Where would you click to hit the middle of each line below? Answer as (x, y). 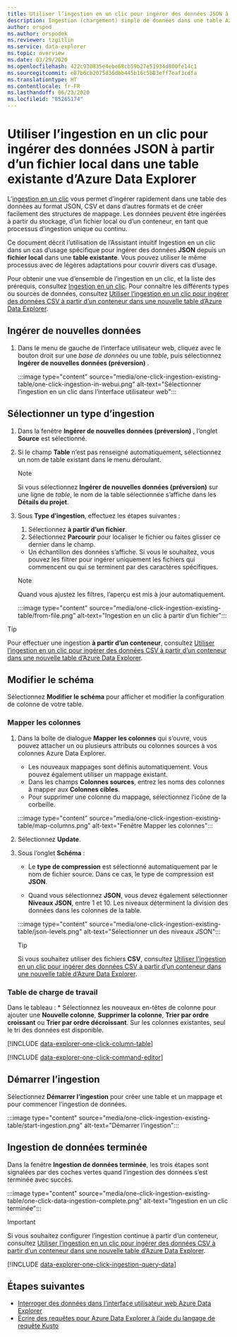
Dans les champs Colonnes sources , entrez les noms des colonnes (126, 782)
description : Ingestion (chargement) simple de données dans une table (115, 20)
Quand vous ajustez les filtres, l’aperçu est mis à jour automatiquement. (121, 594)
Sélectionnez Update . (49, 839)
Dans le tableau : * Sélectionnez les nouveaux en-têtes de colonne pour (112, 1007)
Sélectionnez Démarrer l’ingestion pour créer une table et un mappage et (115, 1096)
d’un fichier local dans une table (103, 164)
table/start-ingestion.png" (45, 1125)
